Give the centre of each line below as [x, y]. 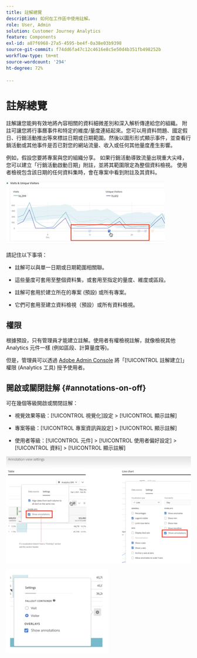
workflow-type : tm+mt [33, 56]
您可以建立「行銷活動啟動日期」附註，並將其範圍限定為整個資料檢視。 [91, 165]
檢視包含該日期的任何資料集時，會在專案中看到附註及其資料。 [85, 173]
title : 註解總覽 [24, 12]
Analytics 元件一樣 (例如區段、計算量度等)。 [59, 348]
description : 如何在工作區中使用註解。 [49, 18]
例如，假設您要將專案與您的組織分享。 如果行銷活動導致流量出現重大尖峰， [97, 158]
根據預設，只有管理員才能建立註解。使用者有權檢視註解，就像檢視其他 [91, 340]
